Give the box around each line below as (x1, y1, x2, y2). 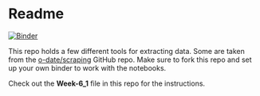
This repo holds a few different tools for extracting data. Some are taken (8, 46, 246, 56)
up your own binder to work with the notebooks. (8, 63, 167, 72)
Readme (8, 5, 65, 23)
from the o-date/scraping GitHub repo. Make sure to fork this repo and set (8, 55, 253, 64)
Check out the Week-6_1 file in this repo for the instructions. (8, 79, 206, 88)
